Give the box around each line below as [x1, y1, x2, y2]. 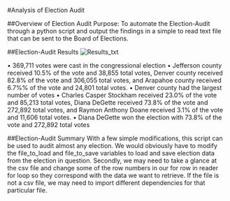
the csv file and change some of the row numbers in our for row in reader [7, 164, 219, 172]
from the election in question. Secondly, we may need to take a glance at [7, 156, 217, 165]
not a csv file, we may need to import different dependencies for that [7, 179, 206, 187]
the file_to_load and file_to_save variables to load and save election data [7, 149, 215, 157]
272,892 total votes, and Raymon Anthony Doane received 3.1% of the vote [7, 106, 224, 114]
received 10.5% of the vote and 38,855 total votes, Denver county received [7, 69, 224, 77]
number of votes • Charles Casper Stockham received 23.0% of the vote [7, 91, 217, 99]
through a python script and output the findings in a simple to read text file [7, 27, 222, 35]
